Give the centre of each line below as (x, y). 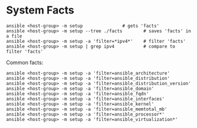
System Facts (40, 10)
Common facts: (25, 62)
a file (14, 36)
